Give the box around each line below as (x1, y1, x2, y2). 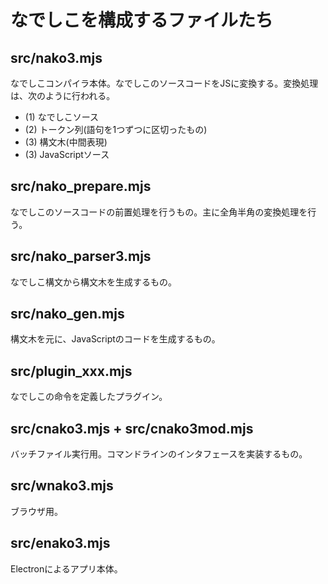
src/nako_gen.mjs (10, 306, 125, 323)
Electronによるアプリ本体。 (10, 562, 123, 575)
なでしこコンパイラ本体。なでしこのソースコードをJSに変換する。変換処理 (10, 77, 319, 89)
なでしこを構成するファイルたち (10, 9, 274, 32)
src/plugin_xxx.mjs (10, 362, 133, 380)
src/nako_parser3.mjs (10, 248, 152, 265)
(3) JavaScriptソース (24, 149, 110, 160)
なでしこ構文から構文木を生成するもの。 (10, 276, 177, 288)
